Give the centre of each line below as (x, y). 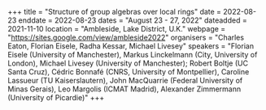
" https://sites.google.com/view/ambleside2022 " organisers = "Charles (126, 37)
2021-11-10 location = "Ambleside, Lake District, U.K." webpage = (117, 29)
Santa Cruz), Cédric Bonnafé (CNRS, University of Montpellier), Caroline (129, 72)
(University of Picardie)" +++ (56, 97)
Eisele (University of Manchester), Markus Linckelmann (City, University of (133, 55)
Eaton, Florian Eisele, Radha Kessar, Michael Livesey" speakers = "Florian (131, 46)
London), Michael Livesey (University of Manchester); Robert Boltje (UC (128, 63)
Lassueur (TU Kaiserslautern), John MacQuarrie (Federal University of (125, 80)
